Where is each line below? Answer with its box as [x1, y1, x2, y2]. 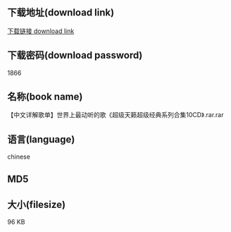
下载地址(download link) [7, 6, 115, 19]
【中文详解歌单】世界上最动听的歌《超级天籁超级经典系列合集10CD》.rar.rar [7, 111, 224, 119]
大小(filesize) [7, 199, 65, 211]
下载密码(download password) [7, 49, 143, 61]
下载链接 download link [7, 27, 75, 35]
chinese [7, 152, 30, 161]
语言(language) [7, 133, 75, 145]
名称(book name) [7, 91, 83, 103]
